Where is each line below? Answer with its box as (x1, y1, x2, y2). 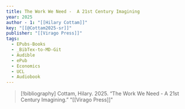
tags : (6, 36, 19, 42)
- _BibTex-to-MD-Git (11, 47, 61, 53)
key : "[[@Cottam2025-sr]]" (6, 25, 72, 31)
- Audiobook (11, 74, 41, 80)
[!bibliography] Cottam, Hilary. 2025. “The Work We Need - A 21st (20, 90, 180, 97)
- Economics (11, 63, 41, 69)
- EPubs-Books (11, 42, 46, 47)
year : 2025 (6, 14, 33, 20)
